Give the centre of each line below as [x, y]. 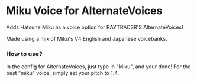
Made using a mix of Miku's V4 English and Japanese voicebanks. [87, 38]
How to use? [24, 54]
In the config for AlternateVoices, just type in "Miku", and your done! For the [98, 67]
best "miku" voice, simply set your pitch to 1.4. [63, 73]
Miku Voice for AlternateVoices [84, 11]
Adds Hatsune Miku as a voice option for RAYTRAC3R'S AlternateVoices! [95, 27]
